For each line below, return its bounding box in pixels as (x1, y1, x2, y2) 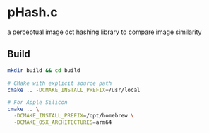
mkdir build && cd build (7, 66, 80, 74)
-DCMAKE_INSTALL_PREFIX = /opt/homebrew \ (13, 112, 134, 120)
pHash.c (7, 4, 58, 21)
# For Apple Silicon (7, 99, 68, 106)
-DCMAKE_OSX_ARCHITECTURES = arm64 (13, 119, 112, 126)
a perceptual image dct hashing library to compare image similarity (7, 28, 202, 36)
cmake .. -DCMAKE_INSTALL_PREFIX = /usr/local (7, 86, 141, 93)
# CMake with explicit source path (7, 79, 112, 87)
